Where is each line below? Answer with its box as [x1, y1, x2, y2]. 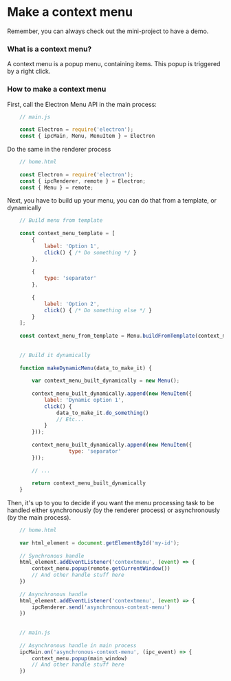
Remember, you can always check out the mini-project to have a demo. [7, 27, 209, 35]
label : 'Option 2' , [43, 301, 100, 307]
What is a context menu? [7, 44, 92, 54]
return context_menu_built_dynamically [32, 480, 146, 487]
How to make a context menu [7, 84, 107, 94]
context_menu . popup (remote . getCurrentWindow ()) [32, 565, 170, 572]
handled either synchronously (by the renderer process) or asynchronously [7, 506, 220, 514]
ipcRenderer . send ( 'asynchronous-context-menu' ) [32, 604, 170, 611]
